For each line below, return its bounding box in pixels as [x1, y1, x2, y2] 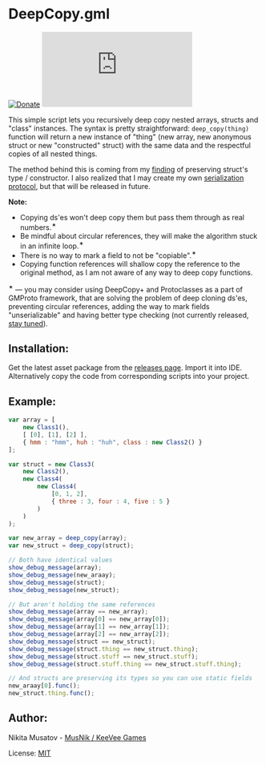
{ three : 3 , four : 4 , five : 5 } [50, 497, 171, 505]
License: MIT [8, 748, 51, 758]
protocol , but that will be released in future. [8, 181, 151, 191]
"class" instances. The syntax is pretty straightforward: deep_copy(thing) [8, 123, 250, 133]
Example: [8, 394, 56, 409]
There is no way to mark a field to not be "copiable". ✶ [19, 249, 197, 260]
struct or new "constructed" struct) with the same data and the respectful [8, 140, 251, 150]
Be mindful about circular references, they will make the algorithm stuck [19, 231, 258, 240]
